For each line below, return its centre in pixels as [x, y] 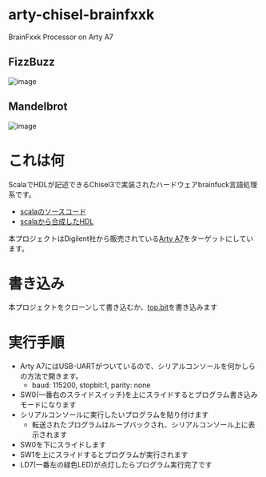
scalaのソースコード [53, 211]
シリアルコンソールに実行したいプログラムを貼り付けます [114, 415]
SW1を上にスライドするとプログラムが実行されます [104, 455]
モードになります [48, 405]
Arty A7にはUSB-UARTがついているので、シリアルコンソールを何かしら [137, 367]
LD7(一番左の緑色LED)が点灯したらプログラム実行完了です [116, 465]
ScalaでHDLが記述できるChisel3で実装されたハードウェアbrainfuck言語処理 [133, 184]
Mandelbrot [38, 107]
